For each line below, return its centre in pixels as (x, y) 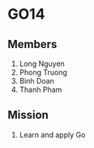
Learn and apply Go (52, 134)
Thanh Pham (41, 89)
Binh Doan (36, 81)
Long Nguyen (42, 63)
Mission (28, 115)
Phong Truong (43, 72)
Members (32, 44)
